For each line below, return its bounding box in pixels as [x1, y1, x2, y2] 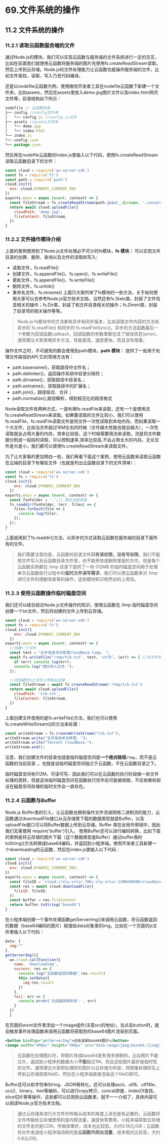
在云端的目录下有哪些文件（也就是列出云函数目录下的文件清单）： [5, 460, 137, 466]
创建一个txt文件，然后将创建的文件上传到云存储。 [5, 608, 106, 614]
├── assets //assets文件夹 [5, 119, 58, 124]
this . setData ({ [18, 976, 50, 981]
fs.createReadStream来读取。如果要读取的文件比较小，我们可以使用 [5, 412, 143, 418]
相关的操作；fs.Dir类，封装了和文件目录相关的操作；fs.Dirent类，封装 [16, 302, 158, 308]
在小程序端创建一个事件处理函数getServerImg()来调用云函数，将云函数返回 [5, 917, 158, 923]
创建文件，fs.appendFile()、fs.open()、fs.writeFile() [12, 271, 118, 277]
